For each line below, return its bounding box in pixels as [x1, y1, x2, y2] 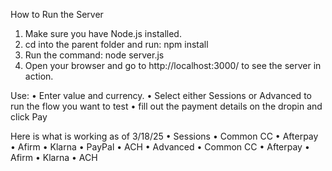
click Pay [10, 111, 48, 123]
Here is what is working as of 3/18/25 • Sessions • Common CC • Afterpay [10, 130, 319, 142]
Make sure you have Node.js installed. [24, 28, 182, 39]
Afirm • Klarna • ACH [10, 152, 98, 163]
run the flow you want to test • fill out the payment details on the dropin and [10, 100, 323, 112]
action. [24, 70, 54, 82]
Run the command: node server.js [24, 49, 165, 61]
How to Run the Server [10, 9, 104, 20]
